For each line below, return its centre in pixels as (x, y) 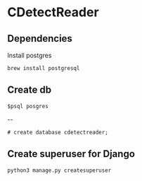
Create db (29, 90)
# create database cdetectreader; (58, 132)
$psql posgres (28, 106)
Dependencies (40, 39)
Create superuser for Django (71, 154)
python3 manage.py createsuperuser (59, 170)
